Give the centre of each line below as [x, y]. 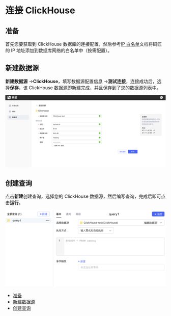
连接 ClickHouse [40, 10]
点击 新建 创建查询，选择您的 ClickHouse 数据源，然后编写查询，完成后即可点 [85, 196]
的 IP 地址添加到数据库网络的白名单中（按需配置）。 [59, 50]
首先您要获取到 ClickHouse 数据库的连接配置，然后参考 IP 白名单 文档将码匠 [83, 44]
